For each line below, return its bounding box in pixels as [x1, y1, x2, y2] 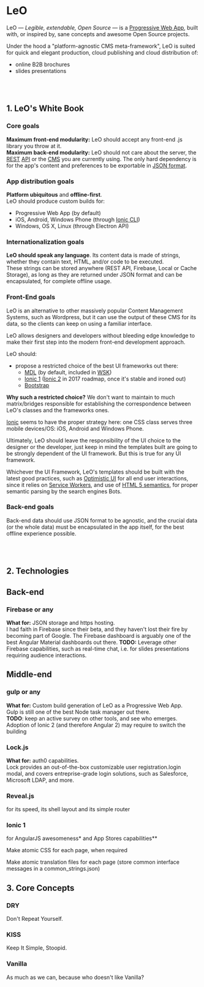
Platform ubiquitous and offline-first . [6, 191, 102, 198]
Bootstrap [24, 381, 50, 389]
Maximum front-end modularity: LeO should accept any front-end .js [6, 135, 183, 143]
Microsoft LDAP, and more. [6, 776, 75, 784]
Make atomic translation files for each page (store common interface [6, 858, 179, 866]
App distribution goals [6, 177, 75, 186]
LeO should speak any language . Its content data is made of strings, [6, 252, 181, 259]
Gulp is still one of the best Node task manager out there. [6, 708, 151, 716]
